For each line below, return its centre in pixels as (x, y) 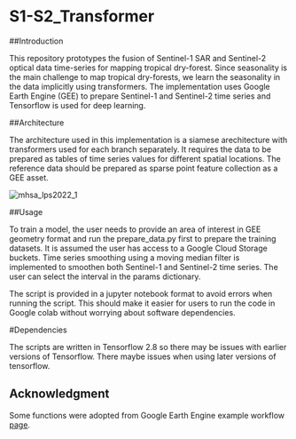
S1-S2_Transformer (82, 16)
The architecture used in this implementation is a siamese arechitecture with (148, 140)
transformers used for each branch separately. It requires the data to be (140, 149)
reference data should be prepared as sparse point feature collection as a (144, 168)
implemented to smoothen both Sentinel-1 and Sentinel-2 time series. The (144, 267)
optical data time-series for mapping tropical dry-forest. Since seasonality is (148, 68)
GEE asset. (29, 177)
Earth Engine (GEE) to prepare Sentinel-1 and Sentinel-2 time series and (140, 96)
